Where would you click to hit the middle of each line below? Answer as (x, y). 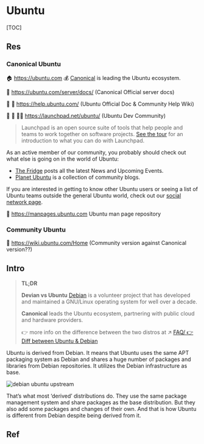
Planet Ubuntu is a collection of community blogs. (78, 177)
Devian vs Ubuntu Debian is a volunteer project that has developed (106, 295)
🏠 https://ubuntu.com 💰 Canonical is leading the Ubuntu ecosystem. (93, 78)
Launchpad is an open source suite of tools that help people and (102, 127)
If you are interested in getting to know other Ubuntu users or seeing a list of (102, 189)
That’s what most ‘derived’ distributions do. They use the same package (97, 396)
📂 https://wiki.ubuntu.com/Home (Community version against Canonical (97, 242)
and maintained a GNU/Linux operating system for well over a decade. (109, 301)
